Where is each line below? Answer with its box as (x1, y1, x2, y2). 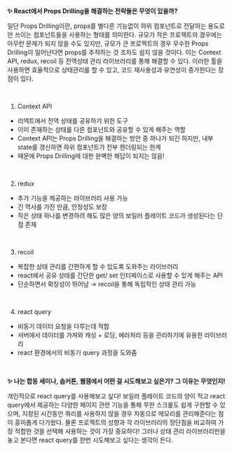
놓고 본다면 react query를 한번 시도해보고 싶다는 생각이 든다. (7, 436, 174, 444)
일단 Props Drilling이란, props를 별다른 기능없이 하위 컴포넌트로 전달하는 (7, 22, 207, 30)
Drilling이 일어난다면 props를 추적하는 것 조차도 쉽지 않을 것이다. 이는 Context (7, 48, 222, 56)
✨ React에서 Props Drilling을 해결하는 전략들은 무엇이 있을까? (7, 7, 178, 15)
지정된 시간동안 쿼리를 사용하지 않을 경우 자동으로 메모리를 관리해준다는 (22, 410, 217, 417)
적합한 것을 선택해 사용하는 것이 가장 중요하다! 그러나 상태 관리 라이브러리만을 (14, 427, 226, 435)
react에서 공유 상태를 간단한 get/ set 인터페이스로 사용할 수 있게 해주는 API (17, 271, 223, 280)
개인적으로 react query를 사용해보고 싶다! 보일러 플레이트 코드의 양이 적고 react (7, 392, 226, 400)
